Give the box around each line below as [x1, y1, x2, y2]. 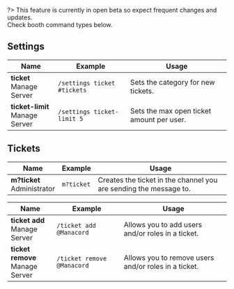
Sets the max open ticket [130, 106, 212, 115]
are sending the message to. [97, 183, 192, 193]
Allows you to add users [123, 220, 203, 229]
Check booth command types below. [7, 21, 113, 28]
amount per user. [130, 115, 187, 124]
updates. [7, 13, 33, 22]
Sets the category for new [130, 77, 215, 87]
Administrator [10, 183, 56, 193]
